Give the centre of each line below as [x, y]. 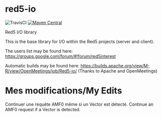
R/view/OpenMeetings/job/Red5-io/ [41, 71]
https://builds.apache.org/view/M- [115, 66]
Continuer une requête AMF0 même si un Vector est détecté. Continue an [79, 104]
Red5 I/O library [21, 32]
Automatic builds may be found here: [42, 66]
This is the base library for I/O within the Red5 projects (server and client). [80, 41]
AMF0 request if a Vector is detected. [43, 109]
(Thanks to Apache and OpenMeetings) [118, 71]
